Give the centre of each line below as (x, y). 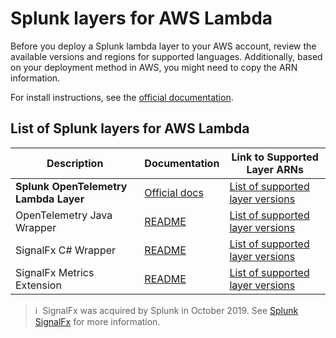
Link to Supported (275, 157)
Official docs (174, 192)
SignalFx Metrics (55, 272)
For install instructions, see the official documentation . (122, 97)
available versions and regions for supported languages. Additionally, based (166, 56)
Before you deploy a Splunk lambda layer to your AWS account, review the (163, 46)
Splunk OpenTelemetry (71, 186)
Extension (38, 285)
